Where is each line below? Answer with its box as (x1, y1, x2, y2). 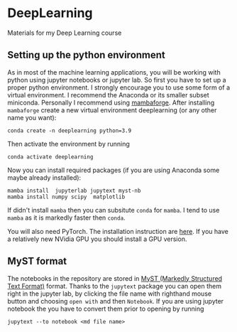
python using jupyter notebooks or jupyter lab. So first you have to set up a (7, 75, 226, 84)
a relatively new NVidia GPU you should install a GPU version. (7, 235, 187, 243)
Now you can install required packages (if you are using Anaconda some (7, 166, 220, 174)
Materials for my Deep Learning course (7, 28, 122, 37)
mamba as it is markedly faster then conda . (7, 213, 126, 222)
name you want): (7, 113, 57, 122)
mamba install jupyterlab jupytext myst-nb (7, 187, 141, 194)
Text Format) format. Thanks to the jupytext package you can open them (7, 282, 222, 290)
